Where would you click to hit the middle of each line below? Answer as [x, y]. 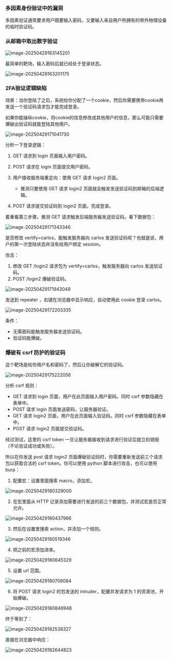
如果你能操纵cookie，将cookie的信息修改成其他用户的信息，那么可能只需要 [84, 117]
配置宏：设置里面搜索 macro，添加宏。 [54, 481]
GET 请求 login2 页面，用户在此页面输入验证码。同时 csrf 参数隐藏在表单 [89, 416]
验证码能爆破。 [28, 338]
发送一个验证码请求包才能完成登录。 [44, 106]
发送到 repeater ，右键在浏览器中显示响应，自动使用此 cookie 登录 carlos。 [85, 300]
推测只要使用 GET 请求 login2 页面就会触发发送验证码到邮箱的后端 [90, 188]
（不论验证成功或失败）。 [31, 446]
